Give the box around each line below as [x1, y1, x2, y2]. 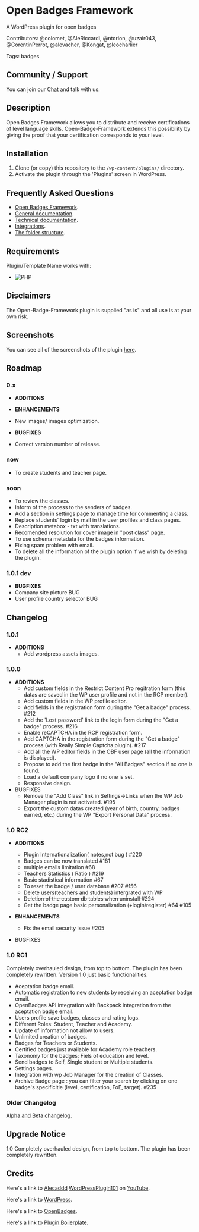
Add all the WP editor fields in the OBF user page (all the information [23, 748, 191, 755]
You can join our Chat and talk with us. [6, 86, 100, 93]
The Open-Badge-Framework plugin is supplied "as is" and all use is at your [6, 306, 192, 314]
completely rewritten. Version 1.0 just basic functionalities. [6, 971, 148, 978]
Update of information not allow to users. [14, 1027, 115, 1034]
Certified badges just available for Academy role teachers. [14, 1045, 157, 1053]
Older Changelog [6, 1098, 56, 1106]
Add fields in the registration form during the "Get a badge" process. [23, 704, 191, 711]
